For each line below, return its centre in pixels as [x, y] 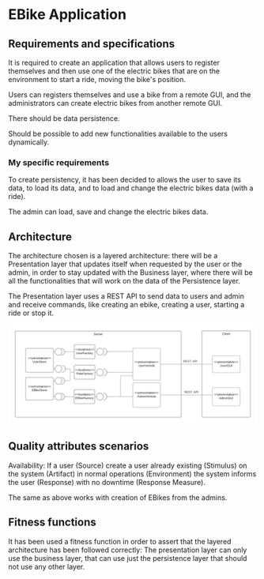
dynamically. [29, 142]
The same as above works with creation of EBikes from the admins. [118, 497]
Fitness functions [52, 523]
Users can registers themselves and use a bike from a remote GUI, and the [130, 95]
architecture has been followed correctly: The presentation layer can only [128, 550]
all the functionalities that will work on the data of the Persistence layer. [124, 281]
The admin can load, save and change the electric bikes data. [108, 212]
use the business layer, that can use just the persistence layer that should [128, 558]
